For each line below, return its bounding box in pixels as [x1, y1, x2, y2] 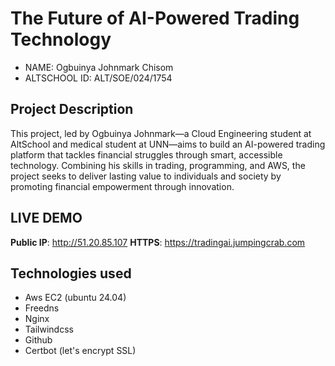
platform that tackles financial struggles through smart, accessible [10, 148, 283, 161]
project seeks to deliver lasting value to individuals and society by [10, 170, 282, 182]
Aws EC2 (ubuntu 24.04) [24, 292, 127, 304]
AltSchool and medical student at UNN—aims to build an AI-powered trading [10, 138, 326, 150]
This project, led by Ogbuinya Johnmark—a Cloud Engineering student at [10, 127, 312, 139]
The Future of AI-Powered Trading [10, 7, 300, 30]
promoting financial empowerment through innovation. [10, 180, 235, 192]
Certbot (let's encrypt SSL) [24, 345, 137, 357]
